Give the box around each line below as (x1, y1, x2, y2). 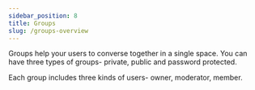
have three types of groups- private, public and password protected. (8, 57, 237, 67)
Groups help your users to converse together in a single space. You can (8, 49, 248, 59)
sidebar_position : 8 (8, 11, 79, 20)
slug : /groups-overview (8, 27, 89, 35)
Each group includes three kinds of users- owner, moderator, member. (8, 73, 243, 83)
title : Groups (8, 19, 57, 27)
